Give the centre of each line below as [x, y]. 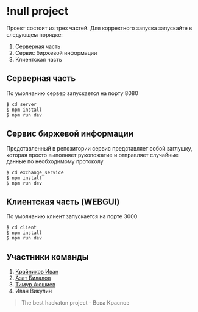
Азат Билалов [33, 278]
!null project [37, 11]
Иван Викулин [34, 291]
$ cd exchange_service [35, 172]
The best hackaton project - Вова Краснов [75, 303]
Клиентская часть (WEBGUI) [63, 201]
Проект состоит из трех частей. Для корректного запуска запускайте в [99, 28]
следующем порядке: [34, 34]
